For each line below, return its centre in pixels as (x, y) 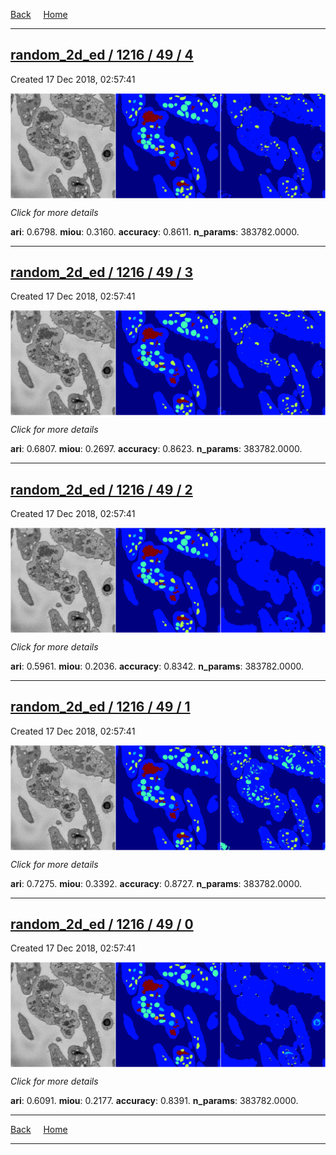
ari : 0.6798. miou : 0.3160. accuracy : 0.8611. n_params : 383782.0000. (155, 231)
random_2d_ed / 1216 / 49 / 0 (102, 924)
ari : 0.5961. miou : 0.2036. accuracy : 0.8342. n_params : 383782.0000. (157, 666)
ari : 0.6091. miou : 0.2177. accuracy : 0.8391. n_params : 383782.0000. (154, 1101)
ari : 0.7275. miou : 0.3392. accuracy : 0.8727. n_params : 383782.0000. (156, 883)
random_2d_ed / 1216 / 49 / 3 (102, 272)
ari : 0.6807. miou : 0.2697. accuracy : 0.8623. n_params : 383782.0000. (156, 449)
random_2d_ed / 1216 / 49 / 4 (102, 55)
